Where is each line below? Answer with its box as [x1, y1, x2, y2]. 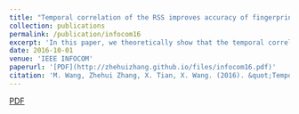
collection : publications [9, 21, 105, 30]
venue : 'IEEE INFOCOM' [9, 54, 93, 63]
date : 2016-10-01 [9, 46, 74, 55]
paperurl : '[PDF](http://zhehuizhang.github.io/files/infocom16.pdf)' [9, 63, 277, 72]
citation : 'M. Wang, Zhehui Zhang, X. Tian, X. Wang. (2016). [9, 71, 245, 80]
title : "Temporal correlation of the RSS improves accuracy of [9, 12, 249, 22]
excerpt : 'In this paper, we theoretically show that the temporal [9, 37, 265, 47]
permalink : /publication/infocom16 [9, 29, 141, 38]
